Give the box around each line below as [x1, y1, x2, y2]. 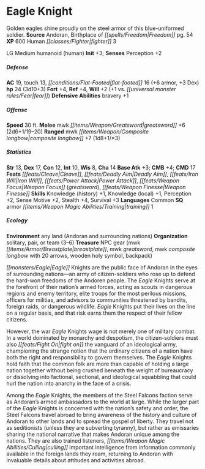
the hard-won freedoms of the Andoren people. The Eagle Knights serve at [6, 277, 196, 284]
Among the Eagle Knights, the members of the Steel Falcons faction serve [6, 391, 193, 399]
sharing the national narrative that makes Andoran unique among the [6, 430, 180, 438]
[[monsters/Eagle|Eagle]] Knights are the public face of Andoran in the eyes [6, 263, 198, 271]
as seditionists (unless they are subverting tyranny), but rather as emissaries [6, 424, 199, 431]
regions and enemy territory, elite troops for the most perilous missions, [6, 290, 187, 297]
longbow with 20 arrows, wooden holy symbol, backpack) [6, 252, 153, 259]
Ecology [6, 217, 28, 224]
